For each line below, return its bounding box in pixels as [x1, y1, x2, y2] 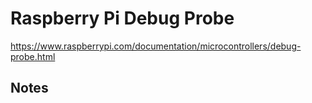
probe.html [10, 50, 56, 62]
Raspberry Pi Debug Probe [10, 7, 235, 30]
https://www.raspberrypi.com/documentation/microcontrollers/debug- [10, 40, 302, 52]
